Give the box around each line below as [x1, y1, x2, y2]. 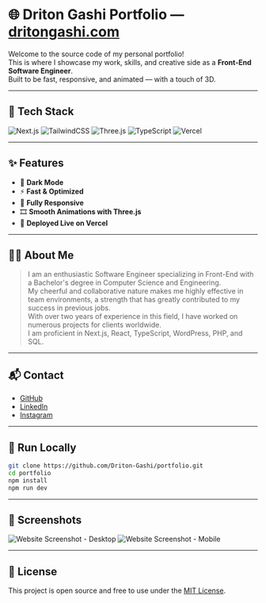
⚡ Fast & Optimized [19, 186, 84, 196]
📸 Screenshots [8, 513, 82, 527]
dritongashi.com [8, 23, 120, 41]
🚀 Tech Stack [8, 105, 74, 118]
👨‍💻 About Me [8, 248, 74, 262]
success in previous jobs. [27, 303, 111, 313]
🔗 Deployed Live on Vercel [19, 218, 108, 228]
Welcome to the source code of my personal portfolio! [8, 49, 184, 59]
